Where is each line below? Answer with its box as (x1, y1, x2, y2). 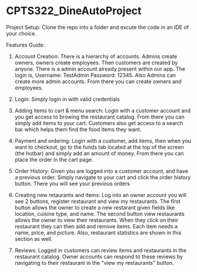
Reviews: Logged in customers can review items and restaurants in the (14, 247, 187, 254)
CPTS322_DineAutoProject (6, 4, 142, 18)
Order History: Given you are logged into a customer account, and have (14, 167, 189, 175)
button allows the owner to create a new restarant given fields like (14, 204, 175, 211)
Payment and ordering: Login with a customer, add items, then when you (14, 137, 192, 144)
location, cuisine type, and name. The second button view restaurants (14, 210, 185, 217)
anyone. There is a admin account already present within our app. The (14, 65, 186, 72)
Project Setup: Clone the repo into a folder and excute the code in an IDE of (6, 24, 189, 31)
